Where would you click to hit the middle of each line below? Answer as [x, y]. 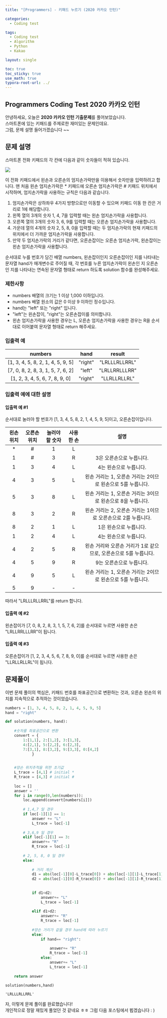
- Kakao [18, 51]
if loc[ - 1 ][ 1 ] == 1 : [44, 814]
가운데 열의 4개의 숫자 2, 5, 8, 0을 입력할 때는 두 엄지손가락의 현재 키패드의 [85, 228]
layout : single [21, 60]
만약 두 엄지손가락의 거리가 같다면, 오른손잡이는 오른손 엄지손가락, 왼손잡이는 [87, 240]
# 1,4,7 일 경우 [38, 810]
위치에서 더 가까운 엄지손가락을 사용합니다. [54, 234]
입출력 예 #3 [17, 644]
